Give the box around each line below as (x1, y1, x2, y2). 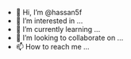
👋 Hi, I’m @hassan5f (15, 8, 83, 17)
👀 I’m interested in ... (15, 16, 83, 26)
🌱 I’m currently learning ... (15, 25, 101, 33)
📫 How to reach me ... (15, 42, 90, 51)
